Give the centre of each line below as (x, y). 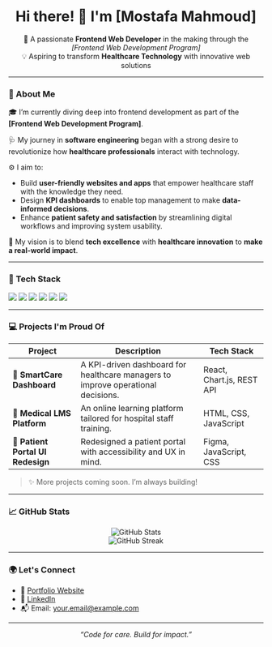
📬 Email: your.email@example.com (79, 608)
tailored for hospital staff (127, 418)
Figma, (216, 441)
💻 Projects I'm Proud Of (57, 327)
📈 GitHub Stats (39, 512)
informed (36, 209)
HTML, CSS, (227, 413)
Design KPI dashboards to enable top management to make (120, 200)
